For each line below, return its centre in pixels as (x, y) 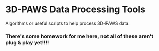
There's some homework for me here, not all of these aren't (79, 36)
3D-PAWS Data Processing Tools (75, 9)
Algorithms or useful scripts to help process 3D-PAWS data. (67, 23)
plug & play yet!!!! (27, 42)
